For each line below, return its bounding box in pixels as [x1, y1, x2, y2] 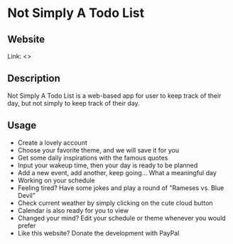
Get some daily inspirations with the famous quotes [17, 153, 168, 162]
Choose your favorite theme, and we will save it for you [17, 145, 180, 154]
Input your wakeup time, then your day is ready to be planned [17, 161, 198, 170]
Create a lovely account [17, 138, 87, 147]
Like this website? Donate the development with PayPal [17, 228, 180, 237]
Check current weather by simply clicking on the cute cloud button [17, 199, 213, 207]
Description [7, 72, 60, 84]
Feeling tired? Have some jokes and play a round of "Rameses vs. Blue [17, 183, 224, 192]
